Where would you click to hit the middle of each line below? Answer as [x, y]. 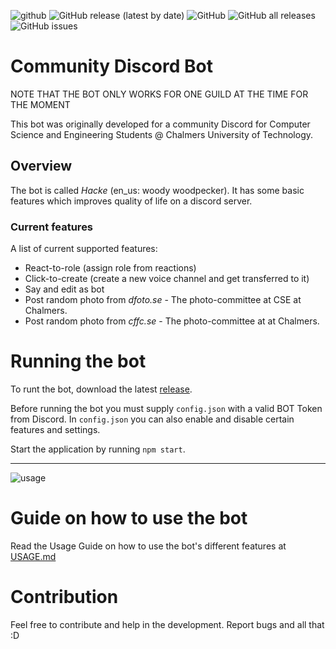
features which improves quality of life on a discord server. [131, 201]
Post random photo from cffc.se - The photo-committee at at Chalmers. [172, 321]
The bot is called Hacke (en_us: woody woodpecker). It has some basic [157, 190]
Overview [41, 166]
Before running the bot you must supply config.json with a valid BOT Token [166, 408]
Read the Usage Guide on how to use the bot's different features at [148, 546]
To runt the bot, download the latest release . [101, 389]
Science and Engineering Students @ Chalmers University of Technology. [162, 134]
